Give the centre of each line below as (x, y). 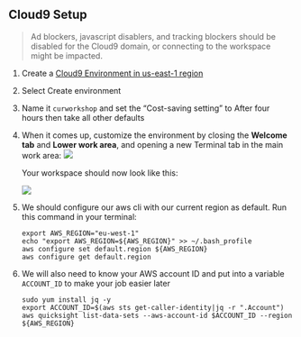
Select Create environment (71, 90)
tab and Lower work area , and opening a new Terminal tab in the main (152, 144)
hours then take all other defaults (83, 117)
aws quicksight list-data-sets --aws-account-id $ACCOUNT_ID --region (157, 315)
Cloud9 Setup (48, 15)
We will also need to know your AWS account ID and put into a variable (153, 273)
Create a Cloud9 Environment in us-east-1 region (112, 73)
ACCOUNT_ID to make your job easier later (96, 283)
